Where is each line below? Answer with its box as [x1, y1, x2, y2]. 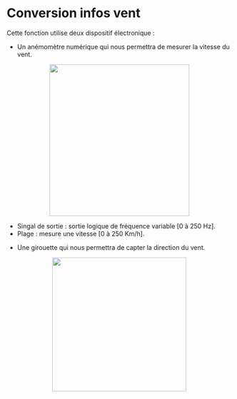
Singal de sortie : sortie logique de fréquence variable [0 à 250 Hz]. [16, 221, 216, 230]
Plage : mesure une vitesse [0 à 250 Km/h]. [16, 229, 145, 238]
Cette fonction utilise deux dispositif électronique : [6, 29, 155, 37]
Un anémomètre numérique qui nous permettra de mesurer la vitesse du [16, 42, 230, 51]
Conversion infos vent [6, 5, 141, 21]
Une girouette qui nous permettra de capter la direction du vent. [16, 243, 206, 251]
